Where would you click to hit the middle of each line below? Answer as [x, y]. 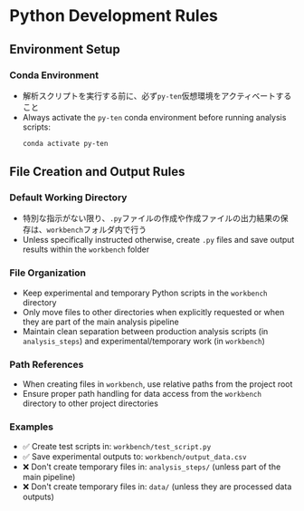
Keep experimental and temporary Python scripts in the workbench [145, 293]
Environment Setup [65, 49]
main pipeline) [49, 477]
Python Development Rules [114, 16]
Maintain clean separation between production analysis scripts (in [145, 331]
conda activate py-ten [65, 143]
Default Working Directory [68, 198]
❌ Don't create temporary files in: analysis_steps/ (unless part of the [152, 467]
